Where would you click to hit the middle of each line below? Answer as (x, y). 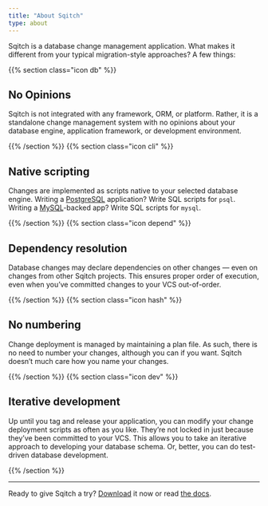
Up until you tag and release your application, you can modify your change (131, 421)
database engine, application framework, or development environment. (125, 131)
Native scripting (49, 171)
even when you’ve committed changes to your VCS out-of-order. (115, 284)
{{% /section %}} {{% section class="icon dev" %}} (93, 377)
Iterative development (65, 402)
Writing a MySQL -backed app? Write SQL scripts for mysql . (105, 208)
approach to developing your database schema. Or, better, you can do (124, 446)
